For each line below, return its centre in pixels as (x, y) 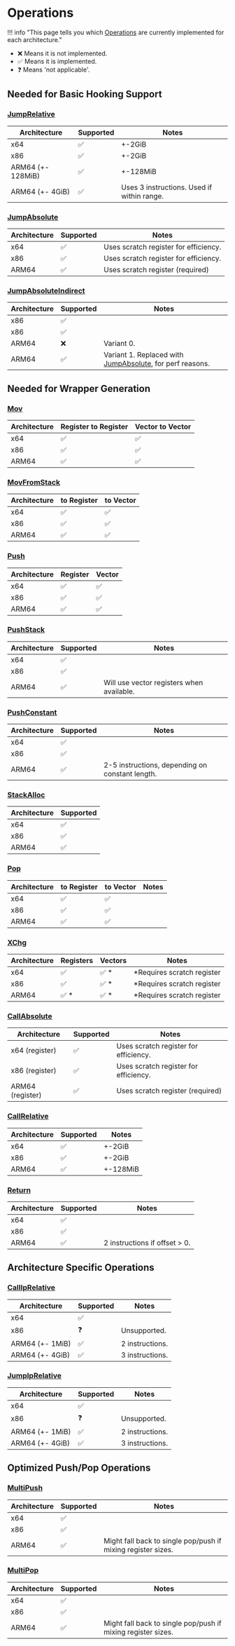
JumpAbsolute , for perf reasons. (157, 364)
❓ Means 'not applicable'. (54, 69)
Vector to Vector (163, 426)
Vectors (113, 960)
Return (19, 1190)
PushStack (26, 630)
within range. (143, 196)
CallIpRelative (31, 1288)
